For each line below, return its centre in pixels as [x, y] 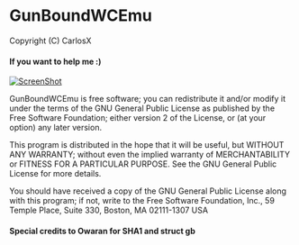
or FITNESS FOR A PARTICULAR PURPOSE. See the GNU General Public [143, 164]
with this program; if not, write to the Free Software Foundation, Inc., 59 [142, 201]
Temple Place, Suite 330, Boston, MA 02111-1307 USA [109, 210]
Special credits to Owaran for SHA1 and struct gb [103, 231]
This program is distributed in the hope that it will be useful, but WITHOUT [147, 145]
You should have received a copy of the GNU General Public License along [148, 191]
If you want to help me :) [55, 61]
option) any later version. [55, 128]
